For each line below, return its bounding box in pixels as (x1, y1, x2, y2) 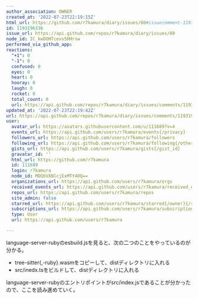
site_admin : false (11, 195, 57, 201)
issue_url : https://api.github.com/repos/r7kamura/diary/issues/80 (6, 31, 176, 37)
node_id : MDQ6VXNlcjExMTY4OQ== (11, 173, 88, 179)
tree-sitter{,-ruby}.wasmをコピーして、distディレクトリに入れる (14, 259, 170, 266)
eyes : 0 (11, 69, 31, 75)
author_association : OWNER (6, 8, 72, 15)
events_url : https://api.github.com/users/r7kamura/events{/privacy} (11, 129, 186, 136)
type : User (11, 212, 38, 218)
